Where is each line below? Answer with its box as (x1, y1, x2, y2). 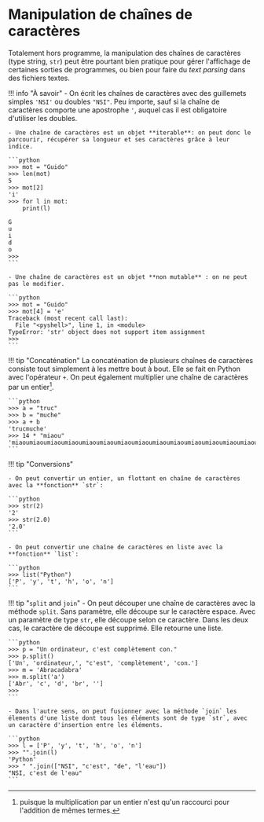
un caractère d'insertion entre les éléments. (8, 721, 163, 728)
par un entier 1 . (8, 380, 54, 391)
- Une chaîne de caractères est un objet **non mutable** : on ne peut (8, 273, 247, 281)
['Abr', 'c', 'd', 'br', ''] (8, 680, 104, 688)
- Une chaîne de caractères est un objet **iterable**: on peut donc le (8, 128, 251, 137)
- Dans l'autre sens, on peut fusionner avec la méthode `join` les (8, 707, 237, 715)
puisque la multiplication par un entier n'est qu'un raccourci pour (19, 797, 230, 806)
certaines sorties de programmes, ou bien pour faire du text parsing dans (8, 64, 246, 74)
